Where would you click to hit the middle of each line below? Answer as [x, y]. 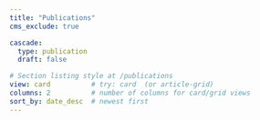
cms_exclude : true [44, 26]
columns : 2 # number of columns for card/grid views [130, 93]
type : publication [53, 51]
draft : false [42, 60]
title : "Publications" [52, 18]
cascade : [26, 43]
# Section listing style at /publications [91, 76]
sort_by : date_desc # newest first [79, 101]
